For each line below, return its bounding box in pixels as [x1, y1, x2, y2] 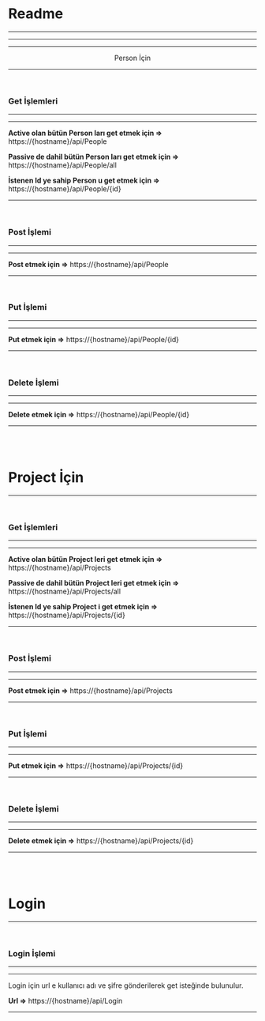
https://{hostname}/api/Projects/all [8, 586, 121, 597]
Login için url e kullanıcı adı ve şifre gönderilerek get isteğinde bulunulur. [8, 981, 244, 990]
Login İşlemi [8, 948, 56, 959]
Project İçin [8, 469, 84, 487]
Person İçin [114, 53, 151, 62]
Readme [8, 5, 64, 23]
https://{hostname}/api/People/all [8, 160, 117, 170]
